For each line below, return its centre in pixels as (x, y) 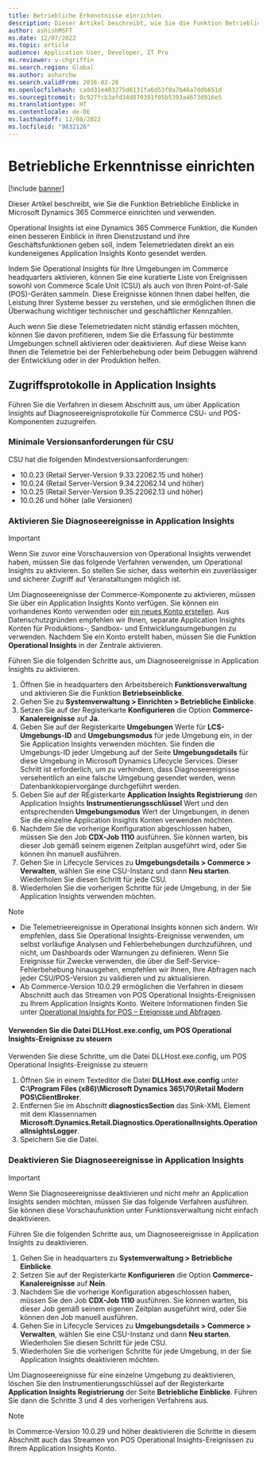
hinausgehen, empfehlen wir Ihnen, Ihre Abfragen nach (166, 970)
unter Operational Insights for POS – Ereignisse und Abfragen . (121, 1012)
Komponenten (31, 421)
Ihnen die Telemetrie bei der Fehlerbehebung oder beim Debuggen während (133, 352)
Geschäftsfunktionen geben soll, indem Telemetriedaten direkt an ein (121, 245)
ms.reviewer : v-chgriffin (51, 61)
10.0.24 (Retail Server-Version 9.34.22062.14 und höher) (112, 483)
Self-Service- (198, 961)
